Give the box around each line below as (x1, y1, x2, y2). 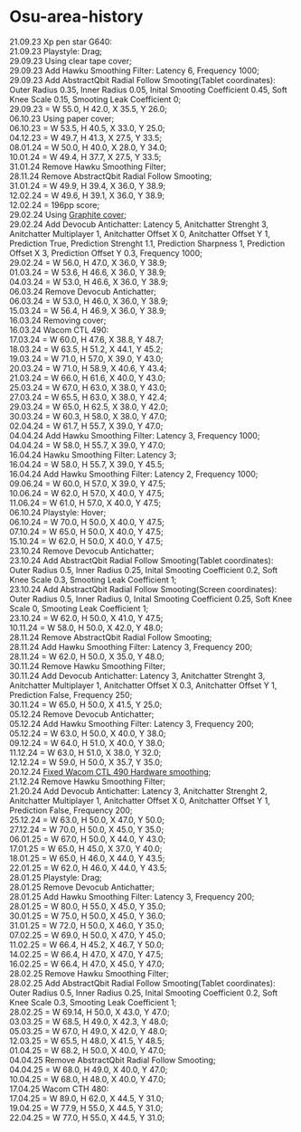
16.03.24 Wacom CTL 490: (9, 324, 109, 335)
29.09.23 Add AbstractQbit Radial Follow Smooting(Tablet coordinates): (9, 74, 276, 85)
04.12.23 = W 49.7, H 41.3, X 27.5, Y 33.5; (9, 132, 163, 143)
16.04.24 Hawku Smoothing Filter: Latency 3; (9, 449, 177, 460)
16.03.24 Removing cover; (9, 315, 107, 325)
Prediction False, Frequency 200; (9, 805, 133, 816)
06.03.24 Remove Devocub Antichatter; (9, 286, 156, 297)
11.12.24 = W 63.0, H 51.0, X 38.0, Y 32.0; (9, 747, 162, 758)
